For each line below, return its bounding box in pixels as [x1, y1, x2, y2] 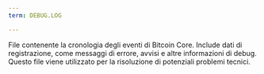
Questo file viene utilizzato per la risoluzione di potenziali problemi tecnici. [8, 57, 251, 66]
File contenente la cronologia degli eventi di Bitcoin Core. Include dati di [8, 40, 243, 50]
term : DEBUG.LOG [8, 11, 62, 20]
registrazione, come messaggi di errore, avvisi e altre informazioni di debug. [8, 48, 258, 57]
